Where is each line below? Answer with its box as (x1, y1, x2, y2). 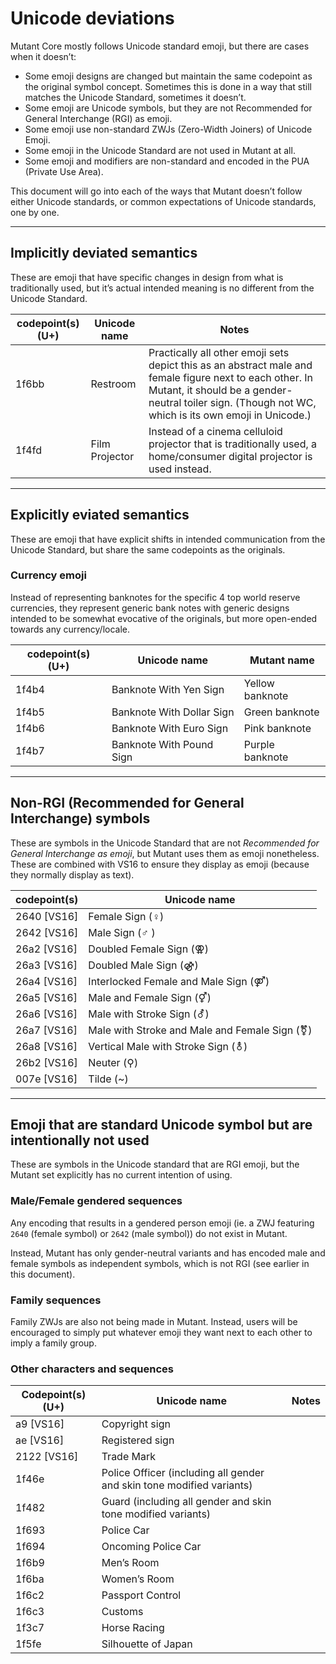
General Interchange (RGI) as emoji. (24, 112, 173, 124)
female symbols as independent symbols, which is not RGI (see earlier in (10, 1257, 310, 1269)
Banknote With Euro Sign (111, 721, 229, 735)
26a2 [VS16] (15, 942, 78, 956)
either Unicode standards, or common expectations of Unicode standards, (10, 195, 317, 207)
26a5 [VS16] (15, 990, 78, 1004)
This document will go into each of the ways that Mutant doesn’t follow (10, 185, 303, 197)
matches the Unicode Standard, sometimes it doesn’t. (24, 91, 247, 103)
